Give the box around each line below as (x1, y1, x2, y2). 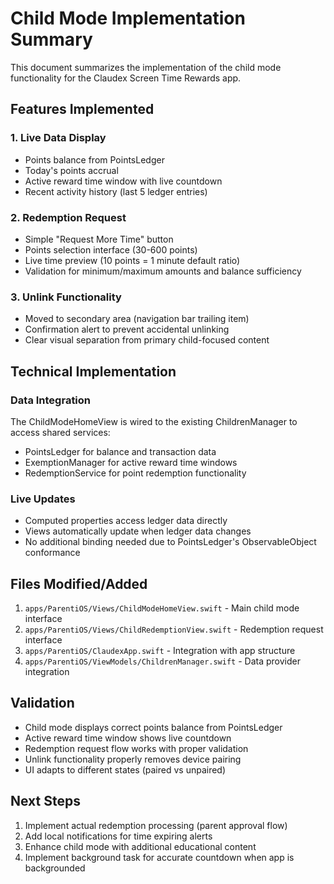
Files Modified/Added (10, 575, 148, 592)
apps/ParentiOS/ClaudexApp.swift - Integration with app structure (24, 645, 296, 657)
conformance (24, 547, 81, 559)
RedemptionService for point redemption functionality (24, 467, 247, 479)
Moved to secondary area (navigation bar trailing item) (24, 313, 250, 325)
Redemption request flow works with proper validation (24, 742, 249, 754)
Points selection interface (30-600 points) (24, 243, 198, 256)
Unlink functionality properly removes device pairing (24, 753, 242, 765)
